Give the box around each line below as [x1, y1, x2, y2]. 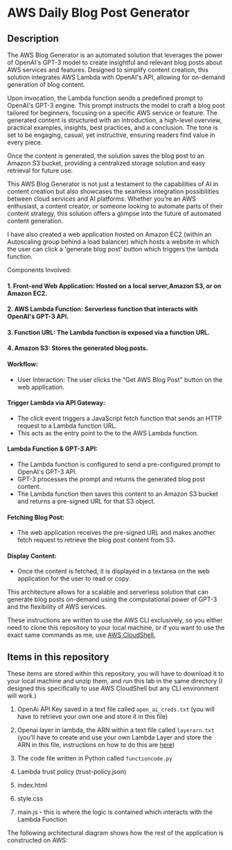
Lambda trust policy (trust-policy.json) [17, 767, 127, 776]
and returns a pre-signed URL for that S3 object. [17, 497, 156, 505]
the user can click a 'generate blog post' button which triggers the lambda [7, 245, 219, 253]
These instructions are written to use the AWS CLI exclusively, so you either [7, 616, 223, 624]
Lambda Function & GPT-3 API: [7, 444, 98, 453]
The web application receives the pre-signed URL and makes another [17, 528, 216, 537]
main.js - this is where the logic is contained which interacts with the [17, 808, 213, 817]
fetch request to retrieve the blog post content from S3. [17, 536, 175, 544]
